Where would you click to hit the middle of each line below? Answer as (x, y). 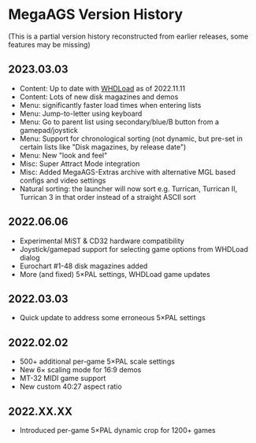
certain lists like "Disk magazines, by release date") (103, 146)
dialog (30, 257)
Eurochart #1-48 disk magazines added (83, 266)
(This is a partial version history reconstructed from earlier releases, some (128, 36)
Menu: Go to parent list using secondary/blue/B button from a (119, 122)
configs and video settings (63, 180)
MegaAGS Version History (96, 15)
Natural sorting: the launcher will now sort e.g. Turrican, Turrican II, (128, 188)
